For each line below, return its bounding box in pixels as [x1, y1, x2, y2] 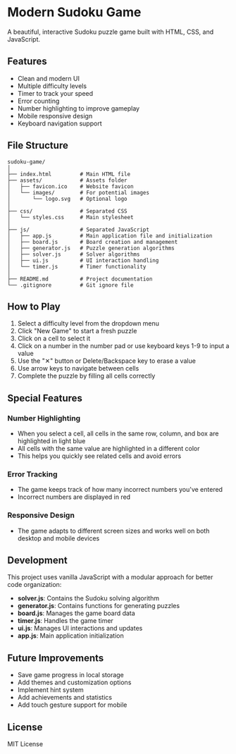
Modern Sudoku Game [7, 4, 142, 20]
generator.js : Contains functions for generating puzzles [17, 602, 180, 610]
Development [7, 555, 68, 567]
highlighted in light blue [17, 437, 86, 445]
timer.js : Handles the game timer [17, 617, 114, 625]
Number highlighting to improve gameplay [17, 104, 139, 113]
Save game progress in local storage [17, 671, 125, 679]
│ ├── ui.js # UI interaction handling [7, 257, 159, 264]
